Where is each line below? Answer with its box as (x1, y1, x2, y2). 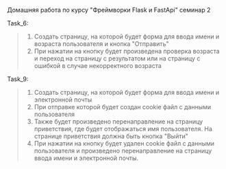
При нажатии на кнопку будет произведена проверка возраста (34, 47, 221, 55)
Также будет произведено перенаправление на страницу (34, 117, 203, 126)
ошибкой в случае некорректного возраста (34, 62, 162, 69)
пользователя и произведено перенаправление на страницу (34, 147, 212, 155)
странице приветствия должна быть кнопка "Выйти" (34, 132, 188, 140)
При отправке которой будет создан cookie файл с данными (34, 103, 212, 111)
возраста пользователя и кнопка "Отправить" (34, 40, 169, 47)
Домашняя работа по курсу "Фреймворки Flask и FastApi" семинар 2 (7, 6, 211, 14)
